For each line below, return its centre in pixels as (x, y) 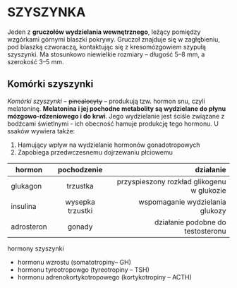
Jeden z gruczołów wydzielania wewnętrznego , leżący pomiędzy (104, 32)
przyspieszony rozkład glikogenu (171, 181)
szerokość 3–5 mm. (36, 61)
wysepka (80, 202)
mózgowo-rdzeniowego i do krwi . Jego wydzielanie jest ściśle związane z (116, 116)
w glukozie (208, 190)
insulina (24, 206)
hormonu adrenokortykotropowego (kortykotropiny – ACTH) (104, 277)
